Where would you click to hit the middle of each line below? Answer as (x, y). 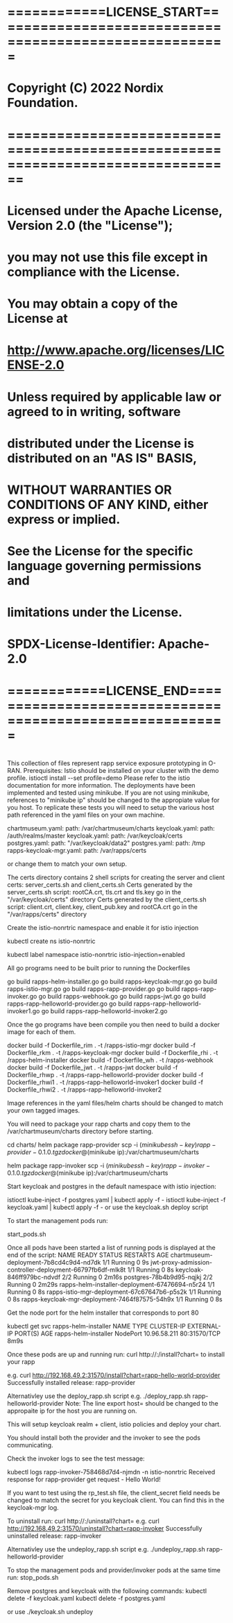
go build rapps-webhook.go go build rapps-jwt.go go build (122, 996)
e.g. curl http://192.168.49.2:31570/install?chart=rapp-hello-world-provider (114, 1375)
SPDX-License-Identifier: (81, 644)
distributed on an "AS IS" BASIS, (102, 458)
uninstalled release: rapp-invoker (54, 1535)
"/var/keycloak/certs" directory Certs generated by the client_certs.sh (107, 899)
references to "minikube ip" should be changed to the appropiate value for (113, 800)
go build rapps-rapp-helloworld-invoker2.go (104, 1010)
